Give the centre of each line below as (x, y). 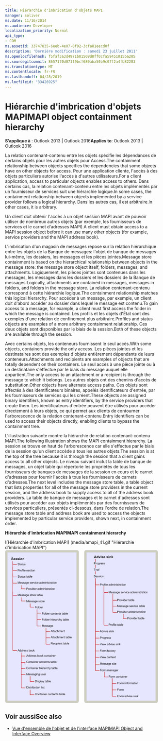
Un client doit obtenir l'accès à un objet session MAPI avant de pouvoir (76, 216)
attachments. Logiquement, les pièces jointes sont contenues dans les (75, 272)
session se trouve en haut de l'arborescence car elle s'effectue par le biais (80, 446)
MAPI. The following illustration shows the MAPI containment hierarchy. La (79, 441)
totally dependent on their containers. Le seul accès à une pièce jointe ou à (80, 364)
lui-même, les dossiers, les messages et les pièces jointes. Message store (78, 257)
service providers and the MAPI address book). (52, 237)
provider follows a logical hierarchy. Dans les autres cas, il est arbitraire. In (79, 202)
